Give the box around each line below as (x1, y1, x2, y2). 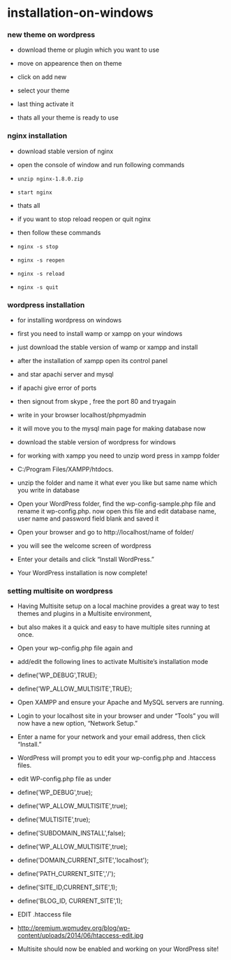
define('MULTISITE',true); (17, 815, 91, 824)
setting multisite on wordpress (7, 586, 113, 595)
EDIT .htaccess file (17, 910, 72, 919)
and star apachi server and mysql (17, 370, 114, 379)
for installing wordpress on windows (17, 316, 122, 325)
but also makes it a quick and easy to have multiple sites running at (17, 623, 211, 631)
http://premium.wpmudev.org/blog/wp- (17, 924, 131, 932)
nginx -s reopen (17, 257, 65, 264)
